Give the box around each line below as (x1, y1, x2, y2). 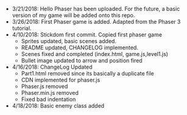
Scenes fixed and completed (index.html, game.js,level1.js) (21, 51, 169, 57)
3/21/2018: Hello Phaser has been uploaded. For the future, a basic (12, 5, 180, 12)
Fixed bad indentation (21, 96, 76, 103)
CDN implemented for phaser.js (21, 76, 101, 83)
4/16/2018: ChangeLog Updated (12, 63, 93, 71)
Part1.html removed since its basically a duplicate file (21, 70, 154, 77)
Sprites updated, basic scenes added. (21, 38, 117, 44)
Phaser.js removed (21, 83, 68, 90)
